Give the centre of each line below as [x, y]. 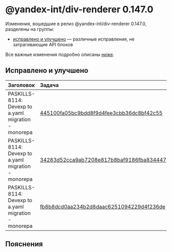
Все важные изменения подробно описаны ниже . [60, 54]
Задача [49, 85]
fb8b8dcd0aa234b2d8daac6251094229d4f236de [103, 206]
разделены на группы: [30, 29]
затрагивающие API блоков [43, 44]
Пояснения [24, 244]
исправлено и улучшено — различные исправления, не [73, 39]
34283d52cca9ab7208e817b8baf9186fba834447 [103, 160]
